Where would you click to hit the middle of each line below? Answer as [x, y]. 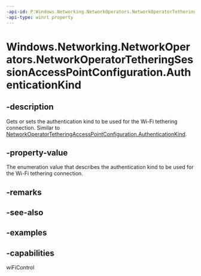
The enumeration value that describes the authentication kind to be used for [100, 167]
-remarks [24, 192]
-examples [27, 233]
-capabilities [31, 253]
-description [30, 107]
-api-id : [17, 12]
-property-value [37, 153]
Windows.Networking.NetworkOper [98, 47]
